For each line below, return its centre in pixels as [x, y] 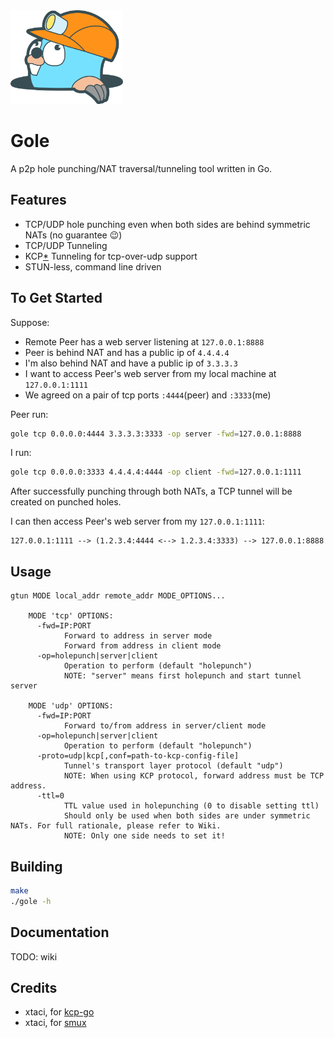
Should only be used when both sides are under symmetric [187, 816]
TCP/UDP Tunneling [66, 245]
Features [38, 200]
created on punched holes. [66, 502]
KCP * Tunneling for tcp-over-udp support [111, 256]
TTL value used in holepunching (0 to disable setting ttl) [191, 806]
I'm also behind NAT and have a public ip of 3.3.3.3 [131, 363]
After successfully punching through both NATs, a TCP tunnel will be [151, 491]
